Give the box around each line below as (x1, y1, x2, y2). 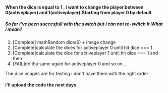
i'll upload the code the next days (5, 82, 77, 88)
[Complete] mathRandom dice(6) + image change (12, 39, 116, 45)
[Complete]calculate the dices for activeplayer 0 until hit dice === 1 (12, 44, 153, 51)
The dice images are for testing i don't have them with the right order (5, 70, 149, 76)
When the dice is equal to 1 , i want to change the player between (5, 4, 144, 10)
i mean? (5, 26, 23, 32)
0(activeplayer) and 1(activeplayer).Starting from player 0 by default (5, 9, 152, 15)
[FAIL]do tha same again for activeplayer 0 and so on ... (12, 61, 128, 67)
